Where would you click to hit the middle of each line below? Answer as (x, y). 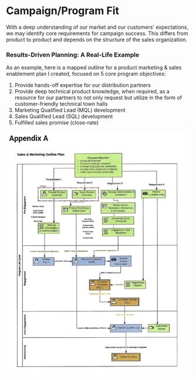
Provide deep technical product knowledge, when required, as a (92, 92)
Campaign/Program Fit (62, 11)
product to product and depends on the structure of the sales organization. (97, 39)
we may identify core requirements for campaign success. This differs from (97, 33)
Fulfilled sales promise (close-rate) (56, 123)
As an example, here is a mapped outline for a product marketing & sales (94, 68)
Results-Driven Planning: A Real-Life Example (73, 55)
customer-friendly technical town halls (61, 104)
